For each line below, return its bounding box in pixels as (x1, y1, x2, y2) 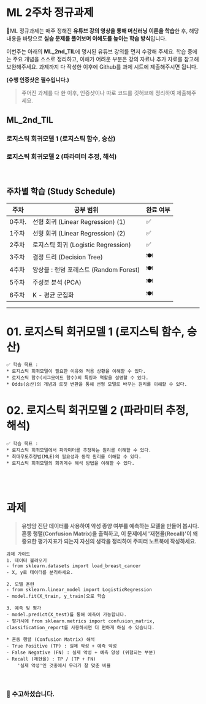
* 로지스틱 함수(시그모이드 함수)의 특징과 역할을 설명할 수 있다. (6, 375, 149, 381)
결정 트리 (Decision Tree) (32, 253, 103, 261)
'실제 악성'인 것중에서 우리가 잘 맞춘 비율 (17, 663, 111, 669)
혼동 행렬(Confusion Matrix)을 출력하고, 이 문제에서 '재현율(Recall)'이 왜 (21, 530, 198, 537)
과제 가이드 (6, 551, 31, 557)
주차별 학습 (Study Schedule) (6, 186, 116, 196)
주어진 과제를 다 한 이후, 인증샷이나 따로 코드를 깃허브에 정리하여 (21, 89, 175, 96)
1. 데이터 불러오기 (6, 557, 47, 564)
